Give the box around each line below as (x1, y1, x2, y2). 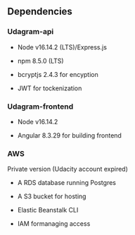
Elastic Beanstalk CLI (17, 206, 79, 215)
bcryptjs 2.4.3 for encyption (17, 70, 98, 78)
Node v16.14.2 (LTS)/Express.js (17, 42, 108, 52)
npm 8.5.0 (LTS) (17, 56, 65, 65)
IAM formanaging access (17, 219, 91, 228)
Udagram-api (7, 27, 54, 37)
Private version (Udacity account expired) (7, 165, 129, 174)
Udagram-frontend (7, 102, 74, 112)
